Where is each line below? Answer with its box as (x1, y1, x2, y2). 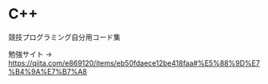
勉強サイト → (8, 49, 53, 58)
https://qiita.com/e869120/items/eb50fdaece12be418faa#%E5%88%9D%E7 (8, 58, 260, 68)
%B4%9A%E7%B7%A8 (8, 66, 88, 76)
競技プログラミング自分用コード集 (8, 32, 121, 42)
